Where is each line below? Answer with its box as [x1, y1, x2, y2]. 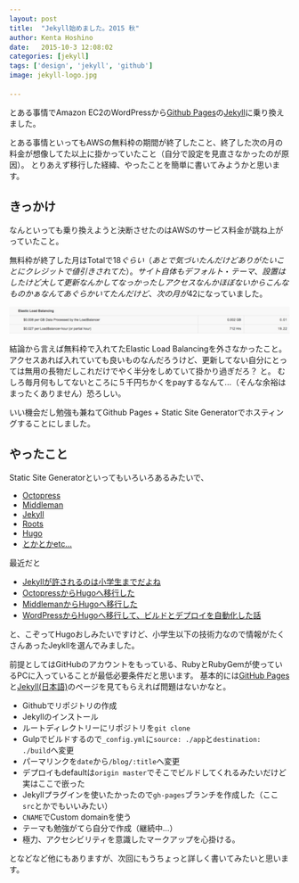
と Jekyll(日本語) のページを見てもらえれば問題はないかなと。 [9, 681, 231, 691]
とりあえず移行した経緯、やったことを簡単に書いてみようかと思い [30, 159, 273, 169]
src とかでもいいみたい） [21, 800, 113, 811]
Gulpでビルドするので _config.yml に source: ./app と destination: [21, 733, 262, 744]
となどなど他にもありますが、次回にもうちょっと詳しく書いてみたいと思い [9, 853, 282, 863]
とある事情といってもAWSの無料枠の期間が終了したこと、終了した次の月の [9, 136, 283, 147]
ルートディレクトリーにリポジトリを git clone [21, 722, 191, 733]
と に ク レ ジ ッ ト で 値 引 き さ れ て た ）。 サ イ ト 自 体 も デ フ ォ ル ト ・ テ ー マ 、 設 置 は [9, 266, 287, 276]
